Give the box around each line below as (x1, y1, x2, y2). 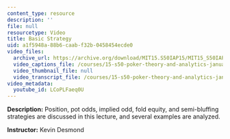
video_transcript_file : (13, 73, 81, 81)
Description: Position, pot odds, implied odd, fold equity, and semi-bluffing (7, 105, 219, 114)
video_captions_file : (13, 61, 75, 68)
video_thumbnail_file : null (13, 67, 94, 74)
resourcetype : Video (7, 29, 66, 36)
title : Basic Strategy (7, 36, 72, 42)
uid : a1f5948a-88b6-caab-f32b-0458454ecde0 (7, 42, 133, 49)
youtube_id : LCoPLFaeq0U (13, 86, 84, 93)
